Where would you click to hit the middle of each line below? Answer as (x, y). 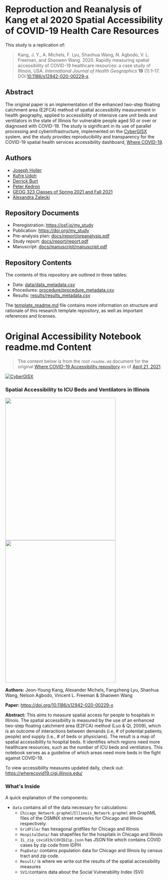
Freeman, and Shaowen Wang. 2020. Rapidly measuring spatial (83, 60)
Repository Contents (39, 263)
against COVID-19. (24, 758)
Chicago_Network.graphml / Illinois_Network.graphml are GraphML (88, 813)
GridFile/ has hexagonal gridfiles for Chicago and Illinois (80, 829)
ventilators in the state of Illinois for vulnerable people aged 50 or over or (81, 121)
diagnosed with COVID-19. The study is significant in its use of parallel (78, 126)
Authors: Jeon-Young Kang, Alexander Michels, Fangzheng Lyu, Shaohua (82, 690)
